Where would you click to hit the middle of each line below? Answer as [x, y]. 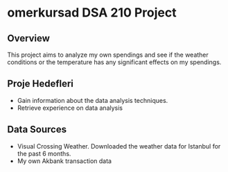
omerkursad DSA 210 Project [92, 13]
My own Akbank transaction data [64, 161]
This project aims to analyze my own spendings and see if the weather [108, 55]
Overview [29, 38]
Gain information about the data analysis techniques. [93, 100]
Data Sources [37, 130]
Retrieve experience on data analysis [70, 108]
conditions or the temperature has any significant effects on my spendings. [114, 62]
